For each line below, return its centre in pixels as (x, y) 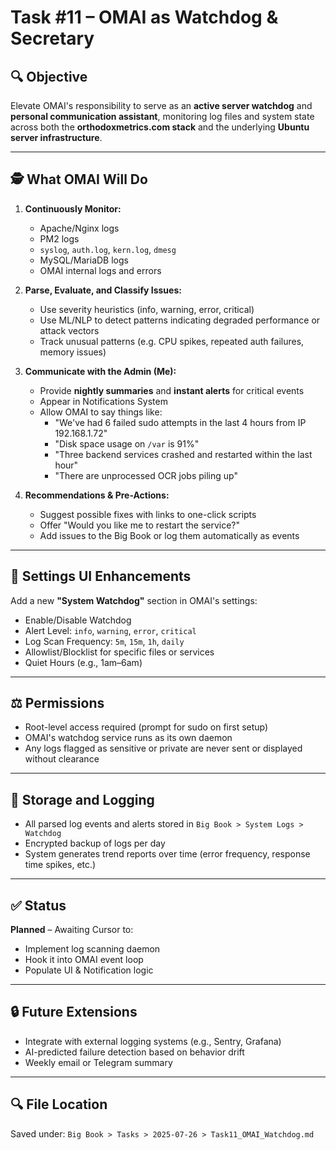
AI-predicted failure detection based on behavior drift (134, 1052)
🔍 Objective (49, 76)
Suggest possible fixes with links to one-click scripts (148, 514)
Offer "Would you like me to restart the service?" (140, 525)
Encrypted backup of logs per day (95, 843)
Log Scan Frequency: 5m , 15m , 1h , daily (104, 641)
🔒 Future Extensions (74, 1012)
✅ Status (38, 905)
